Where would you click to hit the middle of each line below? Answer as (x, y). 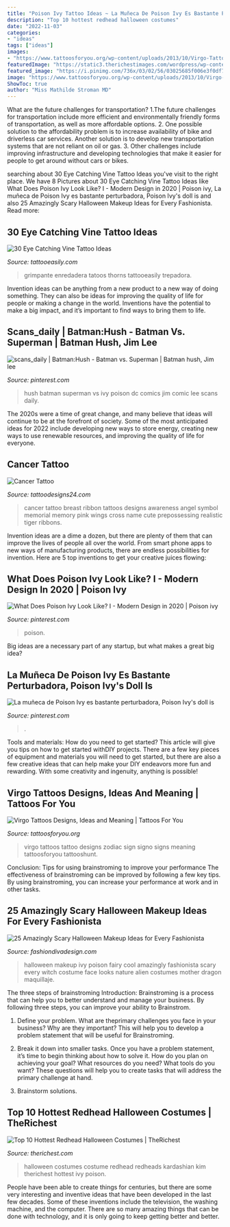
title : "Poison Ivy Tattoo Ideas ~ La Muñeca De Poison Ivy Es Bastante (113, 13)
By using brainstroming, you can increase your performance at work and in (113, 882)
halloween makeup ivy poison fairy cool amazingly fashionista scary (120, 965)
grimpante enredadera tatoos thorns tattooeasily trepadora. (108, 275)
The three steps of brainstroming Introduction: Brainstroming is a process (111, 992)
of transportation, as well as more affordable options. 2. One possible (105, 124)
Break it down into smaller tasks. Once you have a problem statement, (115, 1048)
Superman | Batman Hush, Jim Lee (82, 343)
